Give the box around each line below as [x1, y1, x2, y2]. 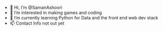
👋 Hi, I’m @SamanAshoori [9, 5, 62, 10]
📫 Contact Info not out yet [9, 20, 64, 26]
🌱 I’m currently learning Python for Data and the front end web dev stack [9, 15, 159, 20]
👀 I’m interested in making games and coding [9, 10, 102, 15]
